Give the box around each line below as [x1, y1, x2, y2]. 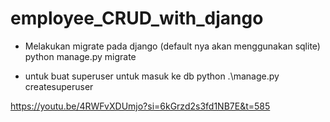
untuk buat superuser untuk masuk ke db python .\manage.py [24, 70, 280, 82]
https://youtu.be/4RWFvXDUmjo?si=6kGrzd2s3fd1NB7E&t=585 [10, 100, 271, 112]
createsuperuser [24, 80, 94, 92]
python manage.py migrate [24, 50, 137, 62]
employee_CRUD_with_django [10, 7, 264, 30]
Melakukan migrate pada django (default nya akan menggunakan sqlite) [24, 40, 321, 52]
